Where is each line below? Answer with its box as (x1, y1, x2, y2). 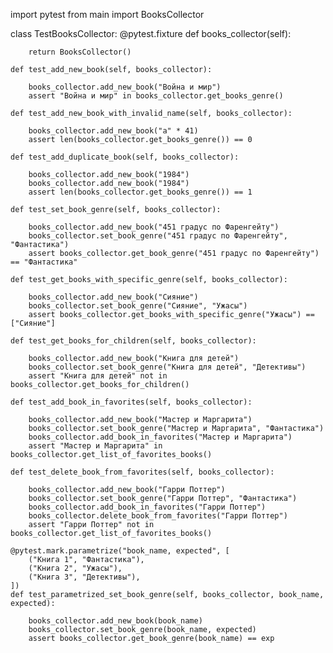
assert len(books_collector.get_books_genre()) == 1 (28, 187, 253, 197)
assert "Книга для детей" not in (28, 371, 168, 381)
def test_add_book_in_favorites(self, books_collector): (10, 397, 253, 407)
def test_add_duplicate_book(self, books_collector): (10, 152, 240, 162)
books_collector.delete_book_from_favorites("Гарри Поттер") (28, 511, 288, 521)
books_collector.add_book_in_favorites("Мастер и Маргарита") (28, 432, 293, 442)
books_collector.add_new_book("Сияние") (28, 292, 199, 302)
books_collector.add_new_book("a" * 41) (28, 126, 199, 136)
